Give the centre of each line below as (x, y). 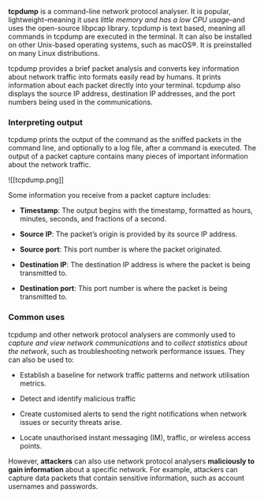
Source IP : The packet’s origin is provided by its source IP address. (128, 234)
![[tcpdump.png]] (36, 180)
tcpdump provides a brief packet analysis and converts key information (124, 69)
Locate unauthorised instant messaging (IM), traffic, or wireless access (135, 438)
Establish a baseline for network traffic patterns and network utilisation (134, 374)
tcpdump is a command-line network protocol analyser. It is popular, (119, 11)
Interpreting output (45, 122)
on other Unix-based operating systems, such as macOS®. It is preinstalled (130, 45)
